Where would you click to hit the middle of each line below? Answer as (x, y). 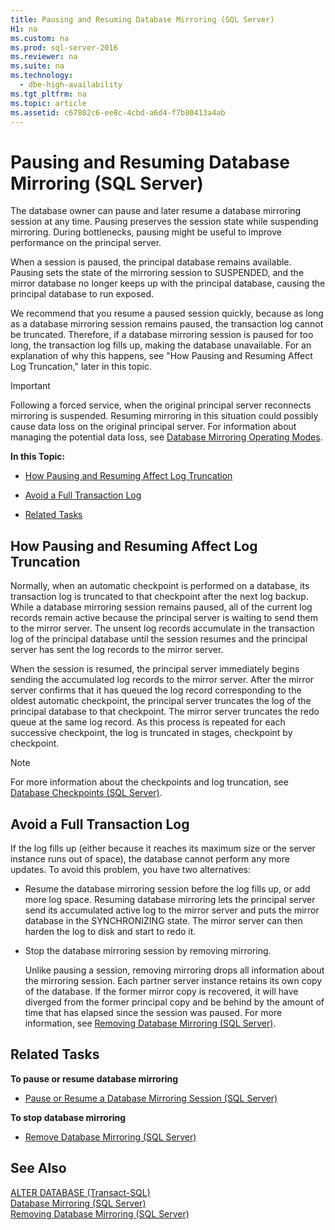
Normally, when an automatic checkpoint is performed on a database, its (160, 586)
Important (30, 386)
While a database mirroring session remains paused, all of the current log (161, 607)
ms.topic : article (48, 103)
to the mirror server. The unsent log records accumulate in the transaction (162, 628)
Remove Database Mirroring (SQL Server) (110, 1137)
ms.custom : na (40, 38)
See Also (38, 1168)
